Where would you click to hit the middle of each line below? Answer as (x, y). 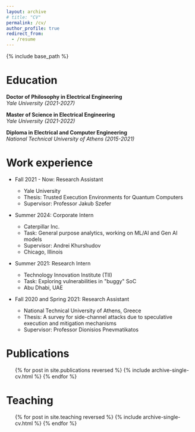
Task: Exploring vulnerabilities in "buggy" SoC (80, 281)
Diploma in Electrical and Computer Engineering (67, 132)
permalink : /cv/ (26, 23)
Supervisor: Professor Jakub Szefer (67, 204)
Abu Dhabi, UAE (43, 287)
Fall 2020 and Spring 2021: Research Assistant (72, 299)
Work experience (50, 163)
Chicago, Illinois (43, 252)
